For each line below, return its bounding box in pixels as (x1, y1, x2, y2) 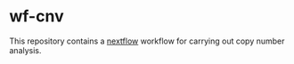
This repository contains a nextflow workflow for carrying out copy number (9, 36, 285, 46)
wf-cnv (9, 6, 64, 27)
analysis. (9, 44, 42, 55)
